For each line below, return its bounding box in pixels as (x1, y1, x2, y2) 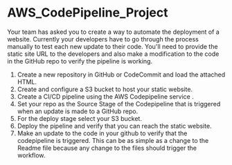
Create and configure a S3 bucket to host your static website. (17, 85, 193, 93)
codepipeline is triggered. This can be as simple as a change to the (17, 136, 209, 144)
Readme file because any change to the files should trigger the (17, 144, 197, 152)
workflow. (17, 151, 46, 159)
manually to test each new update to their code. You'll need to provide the (7, 42, 218, 50)
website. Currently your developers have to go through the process (7, 35, 199, 43)
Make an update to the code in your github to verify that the (17, 129, 188, 137)
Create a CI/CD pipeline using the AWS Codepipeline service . (17, 92, 194, 101)
